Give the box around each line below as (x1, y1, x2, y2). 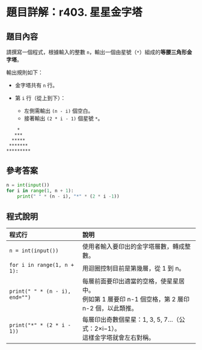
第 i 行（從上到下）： (14, 95, 66, 101)
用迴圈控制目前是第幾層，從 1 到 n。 (82, 264, 185, 273)
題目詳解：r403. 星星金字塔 (6, 5, 142, 19)
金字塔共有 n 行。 (14, 82, 58, 89)
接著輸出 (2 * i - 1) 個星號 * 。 (23, 115, 103, 122)
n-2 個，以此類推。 (82, 304, 138, 313)
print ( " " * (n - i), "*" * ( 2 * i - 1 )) (17, 193, 120, 199)
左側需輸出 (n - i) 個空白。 (23, 107, 94, 114)
